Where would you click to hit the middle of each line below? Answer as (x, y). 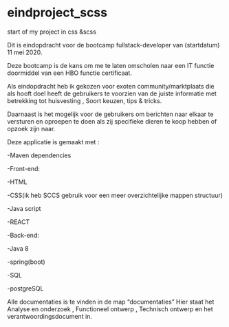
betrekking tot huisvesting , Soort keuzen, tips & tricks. (85, 100)
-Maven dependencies (39, 155)
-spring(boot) (26, 262)
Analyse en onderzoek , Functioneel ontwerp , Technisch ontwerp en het (110, 309)
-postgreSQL (25, 288)
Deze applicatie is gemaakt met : (53, 142)
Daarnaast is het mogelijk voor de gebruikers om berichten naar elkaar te (110, 114)
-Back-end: (23, 235)
